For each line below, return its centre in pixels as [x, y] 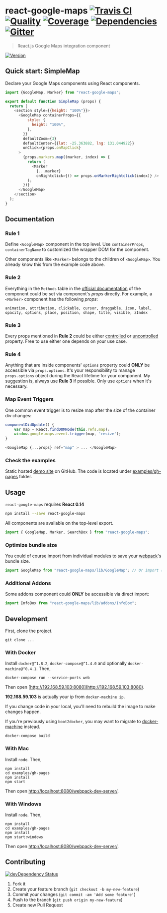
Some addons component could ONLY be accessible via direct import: [77, 594]
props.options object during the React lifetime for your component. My [78, 376]
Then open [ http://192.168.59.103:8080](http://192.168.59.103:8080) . [75, 687]
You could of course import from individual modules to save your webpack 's [83, 556]
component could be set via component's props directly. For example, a [79, 294]
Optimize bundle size [31, 545]
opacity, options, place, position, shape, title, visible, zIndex [77, 312]
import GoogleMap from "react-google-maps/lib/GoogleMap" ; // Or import [82, 570]
